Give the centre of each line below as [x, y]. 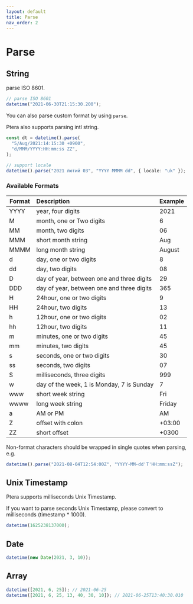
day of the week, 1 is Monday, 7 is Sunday [95, 384]
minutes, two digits [63, 346]
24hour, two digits [62, 307]
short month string [62, 240]
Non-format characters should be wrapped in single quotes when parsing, [97, 447]
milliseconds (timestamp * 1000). [46, 515]
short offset [53, 432]
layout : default [26, 12]
